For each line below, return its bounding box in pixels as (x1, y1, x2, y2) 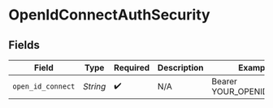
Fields (8, 38, 41, 52)
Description (157, 63, 205, 73)
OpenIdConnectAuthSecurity (8, 6, 210, 24)
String (82, 81, 106, 92)
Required (113, 63, 150, 73)
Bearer (211, 76, 238, 87)
